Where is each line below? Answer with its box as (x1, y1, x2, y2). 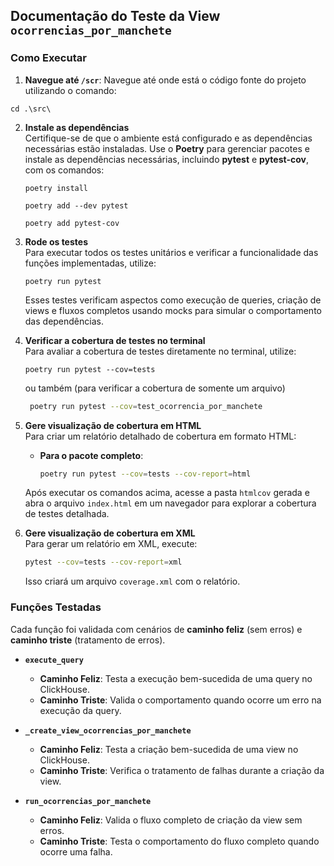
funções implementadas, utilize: (24, 257, 157, 269)
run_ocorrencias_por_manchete (24, 796, 152, 806)
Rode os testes (24, 235, 88, 248)
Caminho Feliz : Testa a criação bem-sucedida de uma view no (39, 743, 299, 755)
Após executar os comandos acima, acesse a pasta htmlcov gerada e (24, 487, 310, 499)
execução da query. (39, 704, 122, 716)
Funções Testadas (10, 600, 102, 614)
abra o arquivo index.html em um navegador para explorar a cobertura (24, 497, 317, 509)
